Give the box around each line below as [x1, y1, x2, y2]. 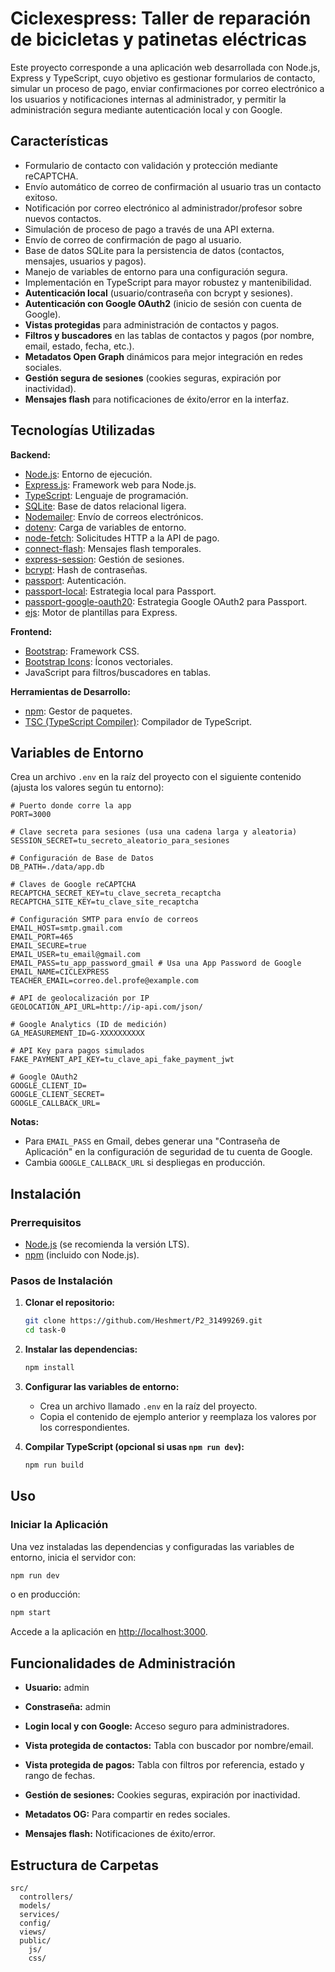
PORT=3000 [10, 810, 52, 820]
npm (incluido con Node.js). [24, 1249, 140, 1261]
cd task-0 [24, 1325, 67, 1336]
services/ [19, 1909, 60, 1919]
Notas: [10, 1116, 40, 1128]
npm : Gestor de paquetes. [24, 705, 133, 717]
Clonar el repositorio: [24, 1297, 115, 1309]
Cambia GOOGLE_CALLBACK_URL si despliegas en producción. [24, 1157, 266, 1169]
